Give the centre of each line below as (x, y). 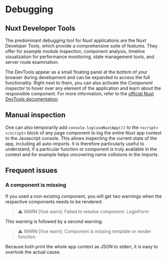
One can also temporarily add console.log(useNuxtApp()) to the (72, 127)
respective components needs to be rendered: (54, 201)
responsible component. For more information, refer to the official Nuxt (80, 94)
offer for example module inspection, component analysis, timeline (75, 51)
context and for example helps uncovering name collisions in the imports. (82, 154)
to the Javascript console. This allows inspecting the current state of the (81, 138)
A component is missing (36, 185)
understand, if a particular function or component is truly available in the (81, 149)
